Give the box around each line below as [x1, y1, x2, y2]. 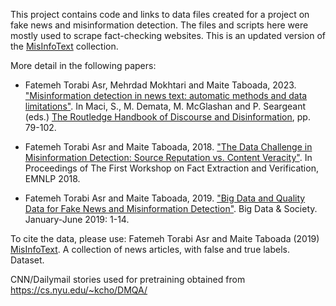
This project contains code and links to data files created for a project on [10, 9, 310, 20]
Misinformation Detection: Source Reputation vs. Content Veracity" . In [24, 152, 313, 163]
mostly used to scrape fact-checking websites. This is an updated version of [10, 30, 326, 41]
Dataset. [10, 254, 45, 266]
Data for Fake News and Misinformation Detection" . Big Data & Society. [24, 203, 318, 214]
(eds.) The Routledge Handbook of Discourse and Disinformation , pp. [24, 111, 311, 123]
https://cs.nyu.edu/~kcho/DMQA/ [10, 284, 148, 296]
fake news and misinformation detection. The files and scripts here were [10, 19, 309, 31]
